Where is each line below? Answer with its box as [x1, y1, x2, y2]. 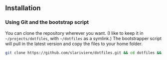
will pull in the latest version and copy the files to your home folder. [5, 41, 143, 47]
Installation [5, 4, 41, 12]
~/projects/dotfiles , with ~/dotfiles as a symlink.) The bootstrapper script [5, 35, 162, 41]
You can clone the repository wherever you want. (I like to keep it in [5, 30, 144, 36]
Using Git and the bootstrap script [5, 19, 89, 26]
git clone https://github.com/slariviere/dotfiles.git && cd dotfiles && [5, 50, 162, 55]
